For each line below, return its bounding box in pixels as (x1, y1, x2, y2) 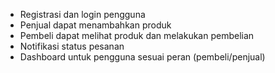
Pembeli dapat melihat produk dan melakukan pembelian (19, 30, 255, 41)
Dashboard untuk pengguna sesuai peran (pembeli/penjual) (19, 51, 266, 63)
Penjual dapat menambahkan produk (19, 19, 172, 31)
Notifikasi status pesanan (19, 40, 125, 52)
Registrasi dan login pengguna (19, 9, 146, 20)
